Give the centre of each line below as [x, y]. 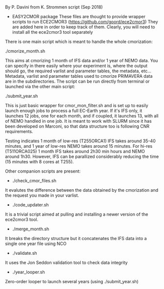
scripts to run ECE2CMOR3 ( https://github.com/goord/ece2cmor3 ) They [85, 22]
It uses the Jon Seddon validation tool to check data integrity [67, 263]
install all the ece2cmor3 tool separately [52, 32]
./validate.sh [25, 253]
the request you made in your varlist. [42, 195]
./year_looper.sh [28, 272]
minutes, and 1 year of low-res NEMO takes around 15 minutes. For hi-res [79, 146]
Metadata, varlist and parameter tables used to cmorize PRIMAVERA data [79, 76]
